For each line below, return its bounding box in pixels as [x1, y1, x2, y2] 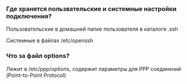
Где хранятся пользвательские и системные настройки [6, 5, 177, 13]
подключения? [6, 12, 52, 20]
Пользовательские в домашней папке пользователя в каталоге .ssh [6, 25, 179, 33]
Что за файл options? [6, 52, 70, 60]
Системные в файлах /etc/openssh [6, 37, 93, 44]
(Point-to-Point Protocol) [6, 72, 66, 79]
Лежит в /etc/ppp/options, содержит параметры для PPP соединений [6, 65, 182, 72]
